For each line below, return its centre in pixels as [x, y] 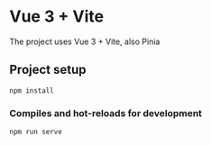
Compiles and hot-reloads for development [106, 113]
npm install [32, 91]
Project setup [48, 70]
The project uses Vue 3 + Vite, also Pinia [85, 41]
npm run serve [36, 132]
